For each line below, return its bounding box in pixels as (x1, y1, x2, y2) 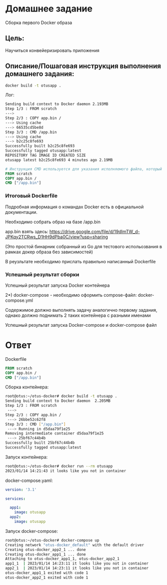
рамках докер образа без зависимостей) (5, 249, 93, 255)
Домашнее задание (5, 3, 92, 15)
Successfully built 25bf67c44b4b (5, 440, 75, 445)
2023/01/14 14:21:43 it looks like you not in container (5, 468, 126, 473)
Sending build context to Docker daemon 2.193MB (5, 102, 108, 107)
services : (5, 496, 26, 501)
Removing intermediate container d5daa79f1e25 (5, 431, 104, 436)
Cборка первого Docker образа (5, 20, 72, 26)
